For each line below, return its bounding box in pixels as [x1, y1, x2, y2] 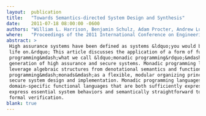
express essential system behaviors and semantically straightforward [9, 89, 193, 95]
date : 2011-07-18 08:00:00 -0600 [6, 20, 100, 26]
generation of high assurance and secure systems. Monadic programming [9, 60, 196, 66]
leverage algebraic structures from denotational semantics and [9, 66, 177, 72]
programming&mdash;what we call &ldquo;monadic [9, 55, 133, 61]
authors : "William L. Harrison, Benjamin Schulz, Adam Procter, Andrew [6, 26, 193, 33]
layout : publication [6, 9, 62, 15]
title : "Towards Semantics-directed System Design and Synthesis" [6, 15, 185, 21]
